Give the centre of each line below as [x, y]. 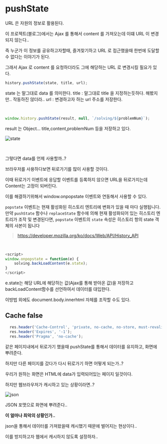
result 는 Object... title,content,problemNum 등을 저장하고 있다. [68, 128]
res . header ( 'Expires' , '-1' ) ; [41, 332]
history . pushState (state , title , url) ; [46, 83]
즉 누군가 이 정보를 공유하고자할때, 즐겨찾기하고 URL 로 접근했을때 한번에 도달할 [82, 50]
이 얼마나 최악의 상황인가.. [30, 415]
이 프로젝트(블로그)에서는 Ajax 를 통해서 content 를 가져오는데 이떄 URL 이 [78, 33]
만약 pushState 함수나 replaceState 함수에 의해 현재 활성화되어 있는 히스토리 [80, 213]
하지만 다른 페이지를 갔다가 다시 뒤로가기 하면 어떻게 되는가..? [64, 363]
